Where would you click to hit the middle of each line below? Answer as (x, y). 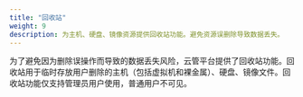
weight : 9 (28, 26)
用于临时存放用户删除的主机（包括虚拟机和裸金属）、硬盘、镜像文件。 (154, 72)
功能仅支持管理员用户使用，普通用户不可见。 (108, 84)
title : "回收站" (38, 18)
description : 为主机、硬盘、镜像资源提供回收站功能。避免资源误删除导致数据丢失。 (147, 34)
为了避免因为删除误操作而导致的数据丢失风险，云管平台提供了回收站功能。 (148, 61)
